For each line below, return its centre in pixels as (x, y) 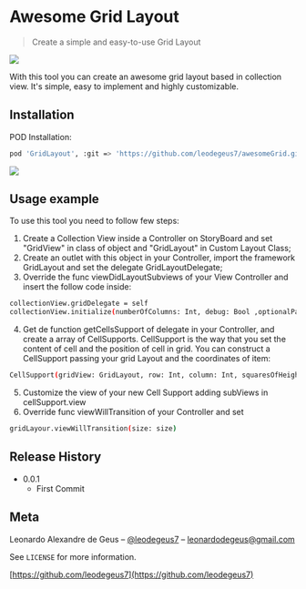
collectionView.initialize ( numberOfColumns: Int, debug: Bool (130, 312)
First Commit (60, 488)
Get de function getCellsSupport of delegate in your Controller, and (148, 330)
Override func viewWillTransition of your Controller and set (133, 412)
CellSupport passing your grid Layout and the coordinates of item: (147, 359)
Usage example (55, 199)
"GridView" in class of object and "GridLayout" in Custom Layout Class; (157, 249)
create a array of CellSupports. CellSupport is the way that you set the (154, 340)
